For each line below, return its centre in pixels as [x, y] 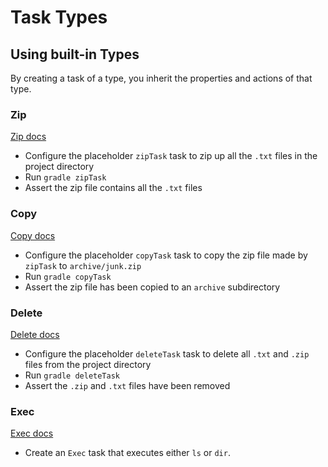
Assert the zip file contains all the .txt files [113, 188]
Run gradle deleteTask [72, 375]
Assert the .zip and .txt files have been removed [127, 385]
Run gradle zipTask [65, 177]
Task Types [59, 17]
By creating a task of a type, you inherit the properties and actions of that [161, 78]
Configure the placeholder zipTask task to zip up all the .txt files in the [171, 156]
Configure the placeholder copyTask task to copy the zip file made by [166, 255]
